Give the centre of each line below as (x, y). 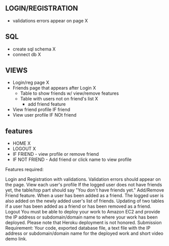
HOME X (22, 143)
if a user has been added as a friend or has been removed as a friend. (78, 206)
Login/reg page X (31, 83)
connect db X (27, 54)
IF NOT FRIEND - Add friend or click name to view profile (72, 159)
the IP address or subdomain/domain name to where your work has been (81, 217)
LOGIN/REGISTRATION (42, 8)
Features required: (25, 170)
